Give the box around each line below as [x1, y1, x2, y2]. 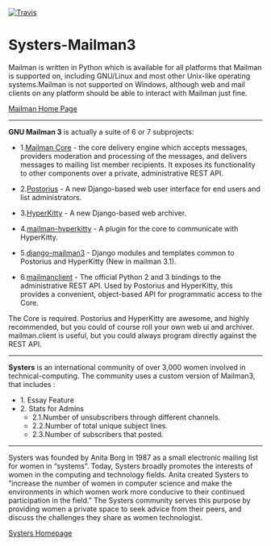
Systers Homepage [8, 528, 73, 538]
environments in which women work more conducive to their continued [8, 486, 245, 496]
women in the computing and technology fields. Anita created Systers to [8, 469, 248, 479]
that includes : [8, 379, 56, 389]
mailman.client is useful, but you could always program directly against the [8, 331, 256, 340]
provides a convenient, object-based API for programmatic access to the [19, 289, 262, 298]
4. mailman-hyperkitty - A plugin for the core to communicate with [19, 223, 239, 233]
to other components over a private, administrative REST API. [19, 168, 224, 177]
